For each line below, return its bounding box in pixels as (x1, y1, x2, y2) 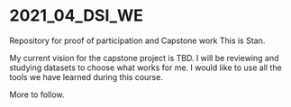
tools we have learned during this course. (9, 71, 164, 82)
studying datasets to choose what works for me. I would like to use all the (9, 62, 282, 73)
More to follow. (9, 89, 65, 100)
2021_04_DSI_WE (9, 5, 144, 26)
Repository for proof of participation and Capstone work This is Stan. (9, 35, 266, 46)
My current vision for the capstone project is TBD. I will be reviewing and (9, 52, 279, 63)
